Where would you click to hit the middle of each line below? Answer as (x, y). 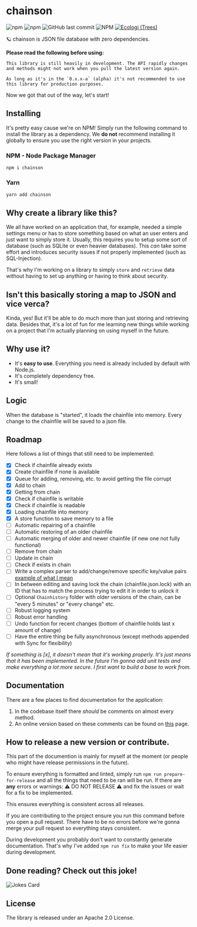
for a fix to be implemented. (40, 793)
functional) (28, 545)
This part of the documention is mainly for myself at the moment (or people (97, 757)
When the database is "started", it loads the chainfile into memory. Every (94, 415)
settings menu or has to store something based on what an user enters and (97, 234)
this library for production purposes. (55, 84)
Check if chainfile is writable (49, 498)
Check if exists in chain (43, 565)
